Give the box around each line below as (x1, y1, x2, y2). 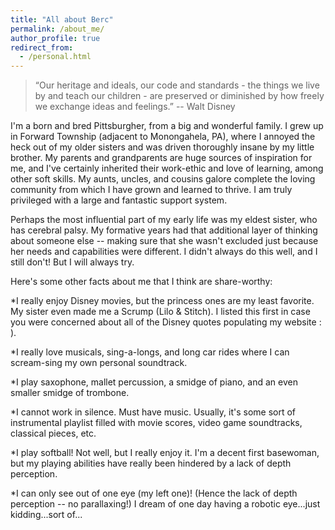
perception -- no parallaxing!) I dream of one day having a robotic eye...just (10, 498, 321, 510)
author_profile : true (10, 33, 101, 43)
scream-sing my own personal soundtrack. (10, 357, 188, 369)
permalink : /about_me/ (10, 24, 105, 34)
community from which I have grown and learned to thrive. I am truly (10, 184, 293, 196)
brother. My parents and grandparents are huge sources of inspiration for (10, 152, 313, 164)
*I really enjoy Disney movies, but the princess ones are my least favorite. (10, 295, 315, 307)
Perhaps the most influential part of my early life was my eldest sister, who (10, 214, 318, 226)
